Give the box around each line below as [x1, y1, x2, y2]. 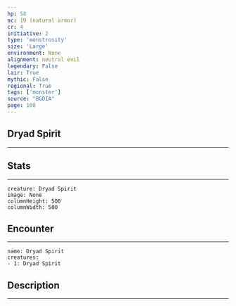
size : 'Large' [7, 43, 49, 50]
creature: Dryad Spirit [7, 185, 77, 192]
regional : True [7, 82, 52, 89]
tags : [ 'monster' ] [7, 89, 61, 96]
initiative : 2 [7, 30, 49, 37]
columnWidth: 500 [7, 203, 58, 211]
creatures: [7, 254, 39, 261]
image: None [7, 191, 42, 198]
